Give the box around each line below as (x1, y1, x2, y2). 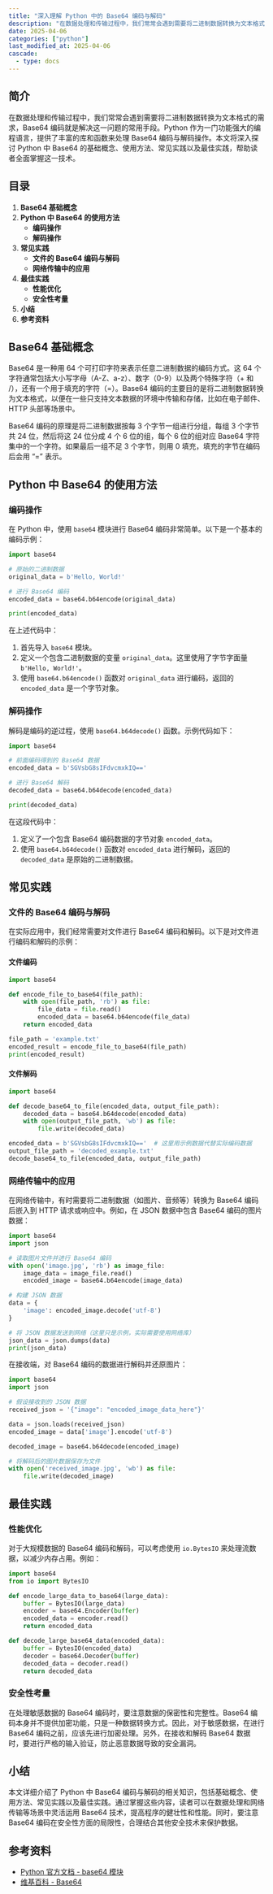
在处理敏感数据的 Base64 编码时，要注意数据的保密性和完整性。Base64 (8, 1708, 249, 1718)
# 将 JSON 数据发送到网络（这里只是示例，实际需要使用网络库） (8, 1328, 195, 1337)
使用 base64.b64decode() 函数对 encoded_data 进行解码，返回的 (19, 844, 231, 854)
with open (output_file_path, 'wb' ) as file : (23, 1117, 176, 1126)
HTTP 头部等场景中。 (8, 404, 80, 414)
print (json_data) (8, 1344, 67, 1352)
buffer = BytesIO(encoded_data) (23, 1644, 132, 1653)
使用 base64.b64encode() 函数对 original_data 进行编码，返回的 (19, 673, 234, 683)
